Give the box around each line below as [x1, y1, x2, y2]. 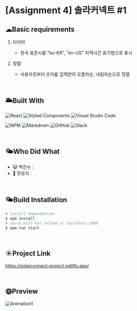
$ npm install [5, 216, 35, 221]
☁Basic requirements [5, 25, 75, 33]
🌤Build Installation [5, 195, 67, 204]
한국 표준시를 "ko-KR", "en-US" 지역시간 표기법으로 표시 [20, 50, 132, 56]
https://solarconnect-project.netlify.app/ [5, 263, 89, 269]
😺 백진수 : [12, 164, 34, 170]
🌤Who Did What [5, 147, 60, 156]
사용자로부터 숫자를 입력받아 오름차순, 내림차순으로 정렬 [20, 71, 130, 77]
